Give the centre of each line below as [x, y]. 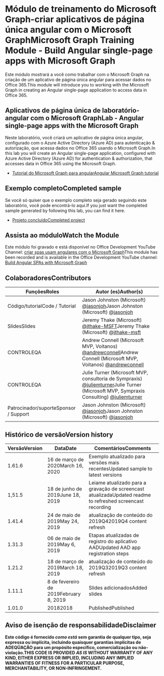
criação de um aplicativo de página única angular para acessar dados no [78, 80]
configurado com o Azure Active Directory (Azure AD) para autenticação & [80, 143]
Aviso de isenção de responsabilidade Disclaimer [81, 625]
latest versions [105, 475]
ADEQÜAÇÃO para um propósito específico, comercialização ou [71, 647]
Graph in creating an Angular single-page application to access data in [76, 90]
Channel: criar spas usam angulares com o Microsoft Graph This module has [81, 252]
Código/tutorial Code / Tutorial [42, 306]
